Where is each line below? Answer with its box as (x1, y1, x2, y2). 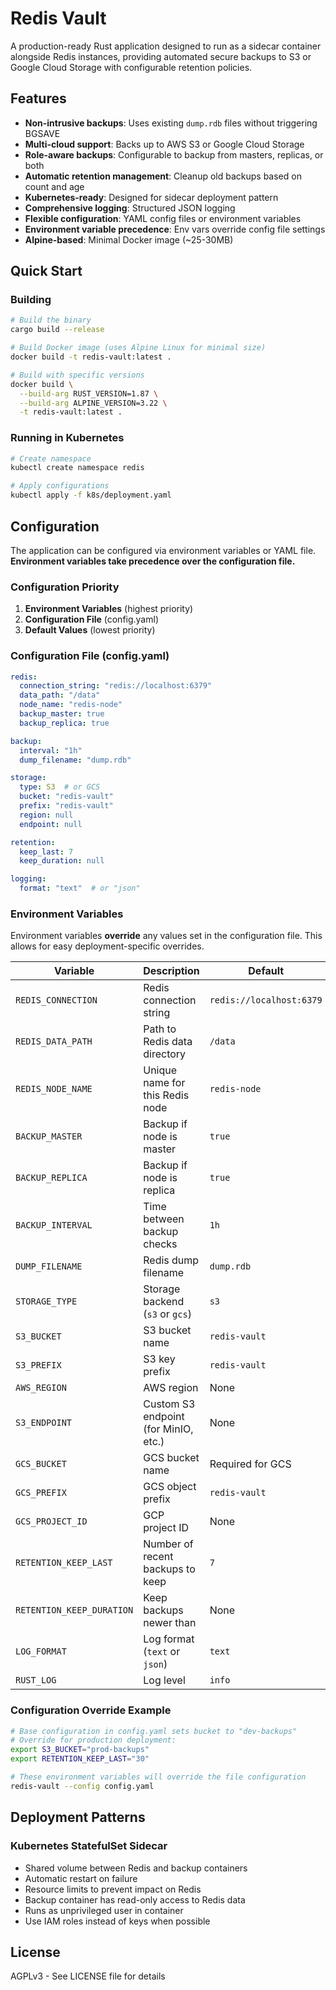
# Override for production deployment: (10, 1735, 177, 1746)
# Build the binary (10, 315, 92, 326)
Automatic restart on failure (24, 1872, 138, 1884)
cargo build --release (10, 325, 105, 335)
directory (143, 1047, 187, 1061)
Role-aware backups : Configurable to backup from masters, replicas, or (24, 148, 324, 161)
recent (143, 1550, 174, 1564)
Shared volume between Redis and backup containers (24, 1862, 248, 1874)
